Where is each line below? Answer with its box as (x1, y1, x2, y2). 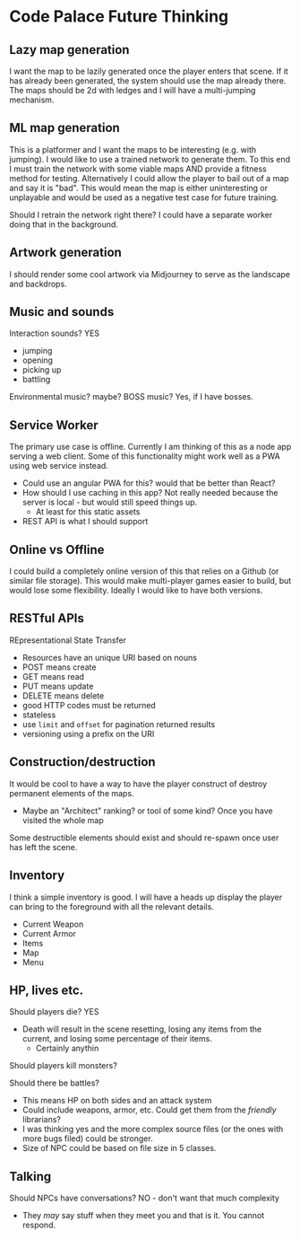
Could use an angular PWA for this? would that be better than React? (21, 478, 276, 488)
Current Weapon (21, 918, 84, 929)
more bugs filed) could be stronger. (21, 1133, 154, 1144)
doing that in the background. (9, 218, 119, 230)
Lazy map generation (9, 42, 130, 57)
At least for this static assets (35, 506, 141, 517)
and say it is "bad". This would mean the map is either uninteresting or (9, 182, 269, 193)
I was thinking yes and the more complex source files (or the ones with (21, 1124, 284, 1135)
